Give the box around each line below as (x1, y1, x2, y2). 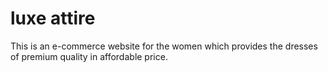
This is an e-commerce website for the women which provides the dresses (10, 40, 318, 52)
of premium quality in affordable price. (10, 50, 168, 62)
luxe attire (10, 7, 96, 30)
